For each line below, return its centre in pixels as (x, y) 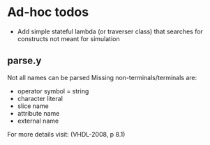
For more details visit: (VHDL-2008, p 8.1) (66, 134)
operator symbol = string (53, 91)
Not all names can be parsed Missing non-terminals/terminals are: (102, 77)
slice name (33, 106)
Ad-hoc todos (48, 12)
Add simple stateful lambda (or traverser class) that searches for (110, 31)
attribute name (38, 113)
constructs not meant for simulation (68, 38)
